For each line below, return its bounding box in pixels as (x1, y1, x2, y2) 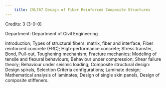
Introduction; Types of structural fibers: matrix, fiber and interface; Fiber (5, 40, 154, 46)
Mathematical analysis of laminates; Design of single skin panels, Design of (5, 72, 160, 78)
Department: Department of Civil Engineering (5, 30, 98, 36)
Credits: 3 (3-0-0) (5, 21, 42, 27)
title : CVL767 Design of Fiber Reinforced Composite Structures (14, 7, 151, 12)
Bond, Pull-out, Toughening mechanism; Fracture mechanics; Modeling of (5, 51, 157, 57)
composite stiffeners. (5, 77, 49, 83)
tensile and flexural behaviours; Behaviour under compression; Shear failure (5, 56, 162, 62)
